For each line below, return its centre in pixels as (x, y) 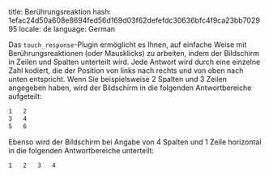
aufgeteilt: (25, 96)
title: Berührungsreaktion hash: (60, 12)
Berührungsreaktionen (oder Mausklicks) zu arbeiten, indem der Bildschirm (134, 53)
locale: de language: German (67, 29)
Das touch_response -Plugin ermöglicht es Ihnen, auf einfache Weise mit (128, 45)
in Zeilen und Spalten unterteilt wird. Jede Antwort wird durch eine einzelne (134, 62)
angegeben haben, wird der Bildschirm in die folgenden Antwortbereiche (130, 88)
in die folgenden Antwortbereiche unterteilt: (81, 150)
